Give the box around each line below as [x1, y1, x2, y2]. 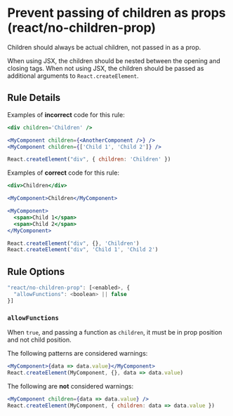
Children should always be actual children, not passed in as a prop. [7, 43, 201, 51]
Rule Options [7, 265, 65, 278]
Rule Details [7, 92, 61, 104]
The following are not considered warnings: [7, 382, 134, 390]
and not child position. [7, 335, 72, 344]
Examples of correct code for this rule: [7, 168, 119, 177]
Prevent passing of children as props [7, 5, 226, 21]
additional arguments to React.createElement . [7, 72, 139, 80]
